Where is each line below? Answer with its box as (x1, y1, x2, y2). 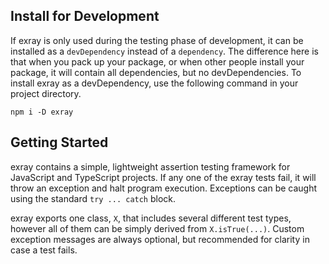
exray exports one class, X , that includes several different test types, (10, 212, 292, 224)
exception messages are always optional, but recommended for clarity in (10, 233, 310, 245)
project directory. (10, 87, 82, 99)
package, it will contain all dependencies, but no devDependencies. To (10, 66, 302, 78)
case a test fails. (10, 244, 78, 256)
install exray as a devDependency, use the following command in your (10, 77, 299, 89)
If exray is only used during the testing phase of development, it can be (10, 34, 304, 46)
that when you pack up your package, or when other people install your (10, 55, 305, 68)
